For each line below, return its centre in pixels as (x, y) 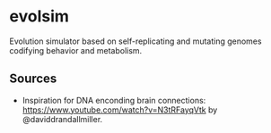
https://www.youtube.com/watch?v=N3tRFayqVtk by (120, 110)
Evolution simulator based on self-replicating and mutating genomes (135, 41)
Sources (33, 79)
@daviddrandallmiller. (62, 119)
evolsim (39, 17)
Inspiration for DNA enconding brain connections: (114, 100)
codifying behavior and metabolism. (76, 50)
